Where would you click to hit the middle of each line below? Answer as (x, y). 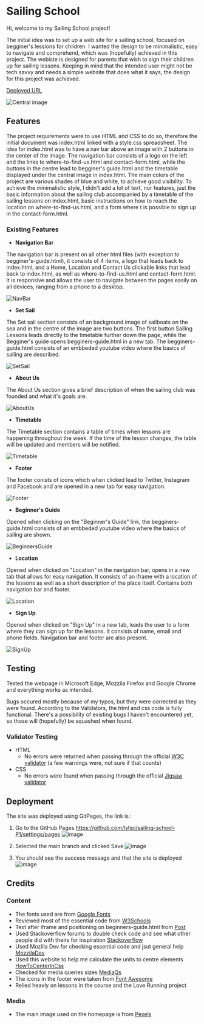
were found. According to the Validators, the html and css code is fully (94, 708)
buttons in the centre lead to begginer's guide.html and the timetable (92, 168)
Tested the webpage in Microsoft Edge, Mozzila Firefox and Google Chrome (101, 683)
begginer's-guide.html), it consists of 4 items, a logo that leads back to (95, 261)
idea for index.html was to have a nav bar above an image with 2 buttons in (100, 149)
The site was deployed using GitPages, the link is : (69, 816)
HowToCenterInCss (39, 966)
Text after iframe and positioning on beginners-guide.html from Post (100, 927)
